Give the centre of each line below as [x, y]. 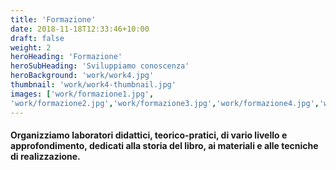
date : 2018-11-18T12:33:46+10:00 [80, 29]
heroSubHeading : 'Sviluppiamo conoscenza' [100, 66]
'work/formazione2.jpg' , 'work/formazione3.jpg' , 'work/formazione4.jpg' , [165, 103]
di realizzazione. [45, 157]
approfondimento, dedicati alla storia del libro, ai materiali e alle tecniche [164, 146]
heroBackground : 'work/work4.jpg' [82, 76]
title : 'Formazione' [53, 19]
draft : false [37, 38]
